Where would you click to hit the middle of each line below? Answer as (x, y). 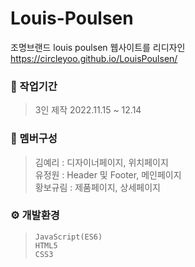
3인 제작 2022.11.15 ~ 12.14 (88, 110)
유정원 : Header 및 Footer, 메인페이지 (108, 174)
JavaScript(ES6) (68, 237)
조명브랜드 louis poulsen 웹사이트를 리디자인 (98, 47)
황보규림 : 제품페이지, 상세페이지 (97, 187)
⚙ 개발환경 (35, 215)
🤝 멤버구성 (34, 139)
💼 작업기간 (34, 86)
